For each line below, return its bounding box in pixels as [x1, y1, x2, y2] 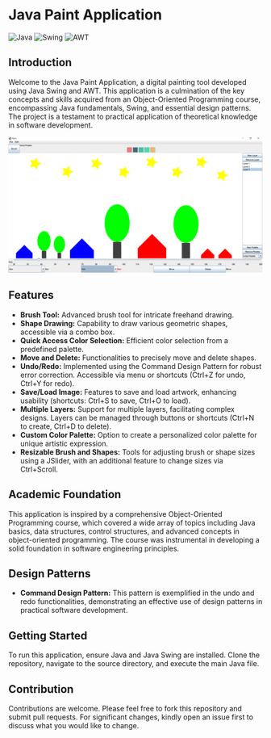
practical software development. [19, 606, 128, 615]
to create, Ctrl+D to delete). [19, 421, 111, 431]
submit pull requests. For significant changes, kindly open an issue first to [8, 712, 254, 722]
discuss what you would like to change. [8, 721, 140, 731]
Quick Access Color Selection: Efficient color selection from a [19, 335, 228, 345]
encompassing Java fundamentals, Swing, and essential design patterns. [8, 103, 252, 112]
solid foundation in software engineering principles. [8, 543, 180, 553]
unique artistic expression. [19, 438, 109, 448]
